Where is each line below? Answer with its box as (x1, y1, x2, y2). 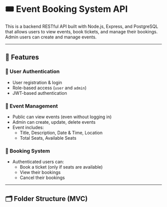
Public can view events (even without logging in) (12, 114, 112, 120)
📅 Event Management (5, 102, 58, 109)
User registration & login (12, 79, 62, 85)
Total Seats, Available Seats (19, 135, 77, 141)
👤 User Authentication (5, 68, 60, 75)
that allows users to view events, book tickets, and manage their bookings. (5, 28, 158, 34)
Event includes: (12, 124, 44, 130)
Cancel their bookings (19, 175, 65, 181)
